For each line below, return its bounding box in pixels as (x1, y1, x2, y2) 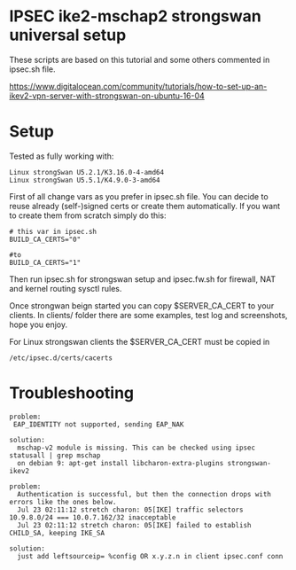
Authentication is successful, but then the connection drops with (17, 489, 272, 498)
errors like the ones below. (9, 497, 117, 506)
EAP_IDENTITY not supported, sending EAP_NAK (12, 419, 184, 429)
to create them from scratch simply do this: (9, 210, 167, 221)
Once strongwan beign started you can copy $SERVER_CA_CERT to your (9, 300, 275, 311)
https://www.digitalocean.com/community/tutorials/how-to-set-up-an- (9, 81, 268, 91)
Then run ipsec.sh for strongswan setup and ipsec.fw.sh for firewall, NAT (9, 273, 277, 285)
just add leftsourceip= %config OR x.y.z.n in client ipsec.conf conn (17, 551, 284, 560)
